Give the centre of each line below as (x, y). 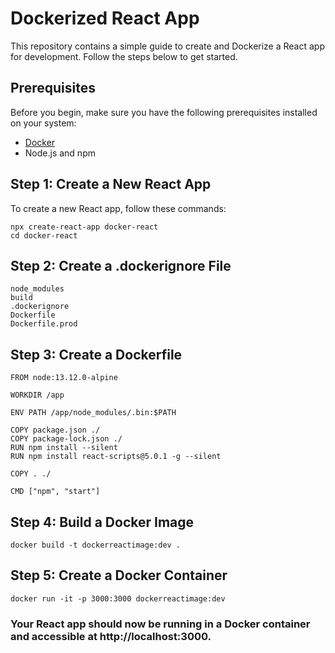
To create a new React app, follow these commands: (118, 208)
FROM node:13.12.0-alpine (64, 378)
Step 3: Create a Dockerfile (96, 354)
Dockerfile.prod (44, 324)
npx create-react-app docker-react (84, 227)
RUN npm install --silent (64, 448)
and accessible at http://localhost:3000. (111, 636)
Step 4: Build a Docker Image (102, 522)
